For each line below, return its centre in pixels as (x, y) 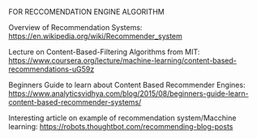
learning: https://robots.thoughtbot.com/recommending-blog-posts (121, 126)
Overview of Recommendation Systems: (75, 27)
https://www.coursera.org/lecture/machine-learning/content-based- (122, 61)
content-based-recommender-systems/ (75, 102)
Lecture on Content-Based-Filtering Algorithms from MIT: (104, 52)
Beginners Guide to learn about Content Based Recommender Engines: (127, 85)
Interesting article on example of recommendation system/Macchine (122, 118)
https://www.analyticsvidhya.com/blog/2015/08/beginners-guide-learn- (128, 93)
